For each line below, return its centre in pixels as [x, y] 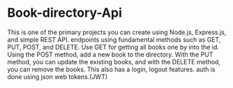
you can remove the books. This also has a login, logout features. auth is [111, 69]
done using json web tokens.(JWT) [58, 76]
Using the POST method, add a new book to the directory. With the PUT [110, 54]
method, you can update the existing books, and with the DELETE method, [114, 61]
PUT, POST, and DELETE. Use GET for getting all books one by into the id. [113, 47]
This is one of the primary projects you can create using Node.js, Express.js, [117, 32]
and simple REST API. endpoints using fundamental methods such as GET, [114, 39]
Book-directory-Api [65, 13]
